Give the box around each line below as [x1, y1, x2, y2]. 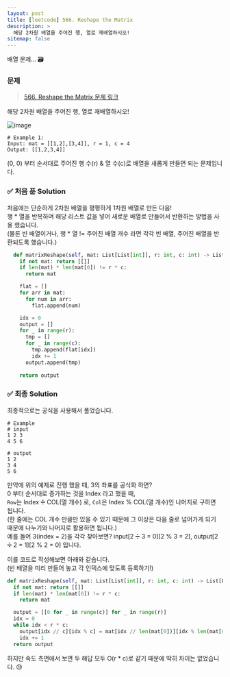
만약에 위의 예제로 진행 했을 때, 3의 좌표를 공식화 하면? [7, 480, 153, 489]
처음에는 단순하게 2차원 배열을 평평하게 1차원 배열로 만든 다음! [7, 204, 172, 212]
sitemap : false [7, 36, 51, 42]
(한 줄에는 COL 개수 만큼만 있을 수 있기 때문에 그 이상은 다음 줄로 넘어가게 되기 [7, 515, 217, 523]
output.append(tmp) [25, 359, 81, 366]
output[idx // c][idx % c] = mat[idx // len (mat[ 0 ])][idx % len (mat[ [19, 628, 222, 635]
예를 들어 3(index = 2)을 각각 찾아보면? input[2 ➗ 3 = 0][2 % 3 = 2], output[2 [7, 532, 218, 540]
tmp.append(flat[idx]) [31, 347, 97, 354]
